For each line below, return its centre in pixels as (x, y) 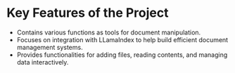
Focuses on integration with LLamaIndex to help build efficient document (122, 39)
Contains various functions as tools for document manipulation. (109, 32)
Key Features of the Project (88, 13)
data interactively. (43, 62)
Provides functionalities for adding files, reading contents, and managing (122, 55)
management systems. (50, 47)
